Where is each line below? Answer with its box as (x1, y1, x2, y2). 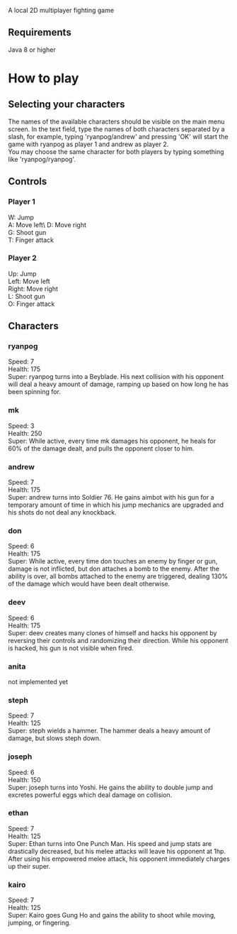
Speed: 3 (8, 422, 35, 430)
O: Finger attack (8, 300, 55, 308)
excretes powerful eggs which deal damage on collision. (8, 791, 173, 799)
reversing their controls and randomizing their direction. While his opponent (8, 636, 229, 644)
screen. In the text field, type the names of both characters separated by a (8, 124, 225, 133)
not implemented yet (8, 677, 69, 686)
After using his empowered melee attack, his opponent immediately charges (8, 855, 231, 863)
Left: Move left (8, 277, 50, 285)
